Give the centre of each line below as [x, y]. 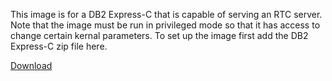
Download [31, 65]
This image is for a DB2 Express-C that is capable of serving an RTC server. [166, 14]
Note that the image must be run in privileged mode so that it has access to [165, 25]
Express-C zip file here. [59, 46]
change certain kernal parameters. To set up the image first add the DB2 [159, 35]
